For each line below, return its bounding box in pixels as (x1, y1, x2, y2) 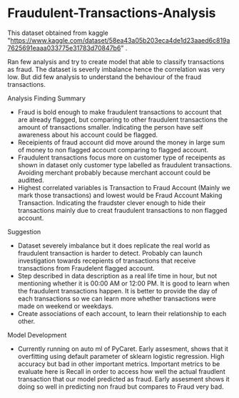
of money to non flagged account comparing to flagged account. (17, 145, 209, 154)
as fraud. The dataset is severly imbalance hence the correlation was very (7, 65, 225, 73)
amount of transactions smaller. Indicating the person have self (17, 122, 203, 131)
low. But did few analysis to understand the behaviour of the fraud (7, 73, 202, 81)
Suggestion (7, 227, 41, 236)
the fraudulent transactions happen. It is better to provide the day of (17, 286, 218, 295)
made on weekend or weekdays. (17, 301, 114, 310)
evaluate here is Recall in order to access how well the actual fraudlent (17, 367, 226, 375)
